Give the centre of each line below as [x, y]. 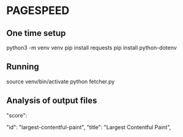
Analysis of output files [52, 101]
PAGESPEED [38, 11]
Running [23, 67]
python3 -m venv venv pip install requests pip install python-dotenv [92, 47]
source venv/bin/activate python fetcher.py [61, 81]
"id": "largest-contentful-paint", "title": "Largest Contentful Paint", [89, 127]
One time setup [36, 33]
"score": [17, 115]
